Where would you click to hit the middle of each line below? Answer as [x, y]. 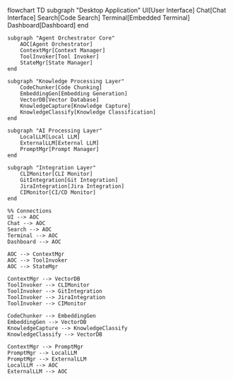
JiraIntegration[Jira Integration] [72, 186]
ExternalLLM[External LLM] [60, 143]
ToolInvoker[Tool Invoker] [60, 56]
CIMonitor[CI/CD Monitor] [58, 193]
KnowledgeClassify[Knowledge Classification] [88, 112]
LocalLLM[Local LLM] [50, 137]
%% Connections [30, 211]
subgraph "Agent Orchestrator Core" [61, 38]
